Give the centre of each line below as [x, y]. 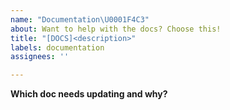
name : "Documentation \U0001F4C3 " [80, 19]
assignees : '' [40, 57]
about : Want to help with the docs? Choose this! [116, 29]
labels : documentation [57, 47]
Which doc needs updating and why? [89, 94]
